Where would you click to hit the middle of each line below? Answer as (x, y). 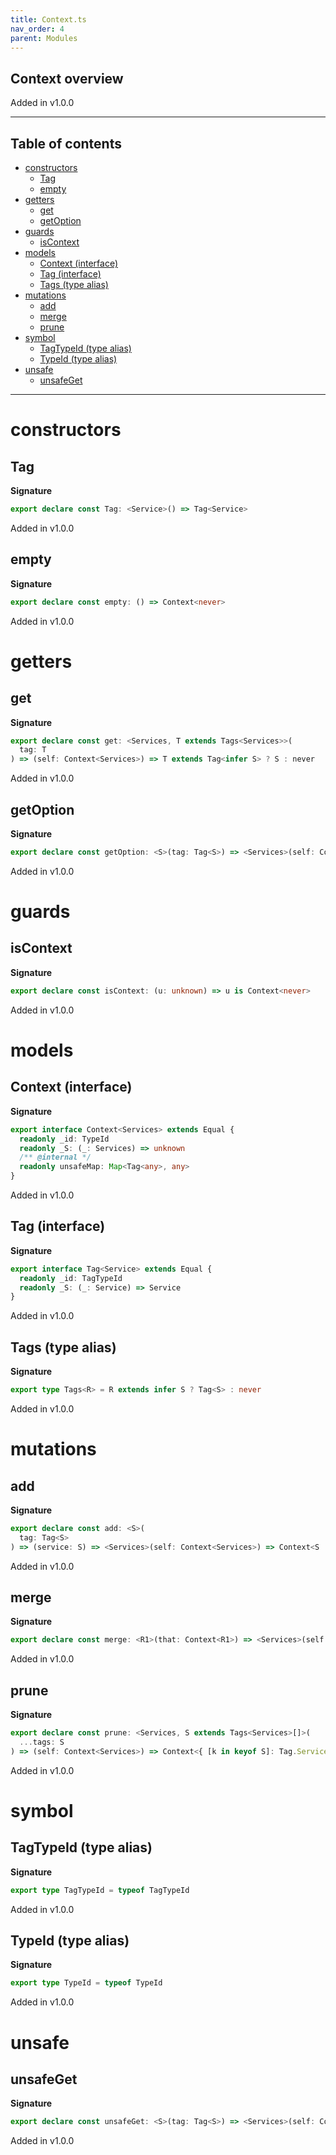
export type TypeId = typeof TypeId (86, 1983)
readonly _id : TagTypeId (71, 1278)
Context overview (67, 78)
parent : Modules (44, 38)
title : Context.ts (48, 19)
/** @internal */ (55, 1157)
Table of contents (66, 143)
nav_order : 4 (37, 29)
